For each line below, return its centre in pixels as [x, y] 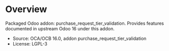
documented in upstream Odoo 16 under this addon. [60, 28]
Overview [26, 9]
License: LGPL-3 [30, 43]
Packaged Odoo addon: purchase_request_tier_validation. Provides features [85, 23]
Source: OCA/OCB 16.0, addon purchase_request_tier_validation [79, 38]
